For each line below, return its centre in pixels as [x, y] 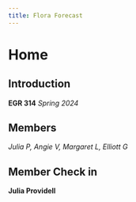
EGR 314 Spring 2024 [43, 103]
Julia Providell [32, 191]
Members [32, 128]
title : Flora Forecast [45, 15]
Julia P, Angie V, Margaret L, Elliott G [68, 147]
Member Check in [53, 172]
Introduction [40, 84]
